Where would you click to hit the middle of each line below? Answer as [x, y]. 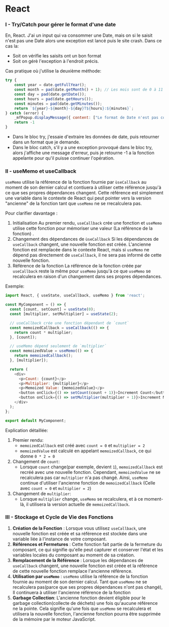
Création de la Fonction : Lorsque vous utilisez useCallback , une [79, 528]
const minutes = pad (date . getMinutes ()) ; [58, 104]
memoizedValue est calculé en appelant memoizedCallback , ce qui [86, 451]
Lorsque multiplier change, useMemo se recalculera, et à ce [81, 499]
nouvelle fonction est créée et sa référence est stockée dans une [80, 533]
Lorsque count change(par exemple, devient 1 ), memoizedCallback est [91, 467]
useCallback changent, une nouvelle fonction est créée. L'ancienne [82, 244]
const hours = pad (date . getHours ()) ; [54, 99]
